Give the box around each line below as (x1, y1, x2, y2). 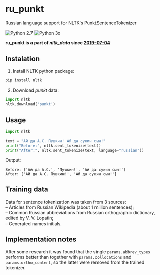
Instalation (5, 54, 40, 63)
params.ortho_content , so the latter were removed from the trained (5, 259, 145, 265)
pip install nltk (5, 77, 42, 83)
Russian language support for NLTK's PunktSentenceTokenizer (5, 20, 137, 26)
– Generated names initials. (5, 220, 62, 227)
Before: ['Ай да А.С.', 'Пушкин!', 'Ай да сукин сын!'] (5, 167, 126, 172)
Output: (5, 157, 21, 163)
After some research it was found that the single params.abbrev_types (5, 249, 151, 255)
